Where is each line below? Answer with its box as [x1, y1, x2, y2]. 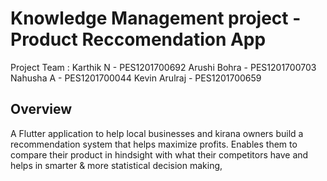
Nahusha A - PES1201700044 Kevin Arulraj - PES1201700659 [10, 72, 262, 84]
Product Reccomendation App [10, 28, 267, 51]
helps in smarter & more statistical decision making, [10, 159, 223, 171]
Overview [10, 101, 73, 118]
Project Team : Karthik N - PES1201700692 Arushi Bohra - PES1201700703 [10, 61, 317, 73]
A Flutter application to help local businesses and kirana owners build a [10, 127, 304, 139]
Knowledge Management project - [10, 7, 302, 30]
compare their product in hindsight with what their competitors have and [10, 148, 309, 161]
